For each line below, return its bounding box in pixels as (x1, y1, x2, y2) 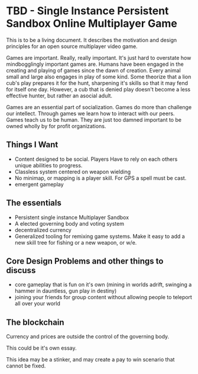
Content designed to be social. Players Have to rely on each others (14, 156, 178, 163)
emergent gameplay (14, 180, 64, 188)
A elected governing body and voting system (14, 220, 124, 227)
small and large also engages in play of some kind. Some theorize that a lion (6, 73, 191, 80)
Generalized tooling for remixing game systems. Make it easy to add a (14, 233, 185, 240)
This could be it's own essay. (6, 344, 77, 351)
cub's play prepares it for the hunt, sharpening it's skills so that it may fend (6, 79, 188, 87)
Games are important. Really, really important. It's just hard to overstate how (6, 54, 191, 61)
